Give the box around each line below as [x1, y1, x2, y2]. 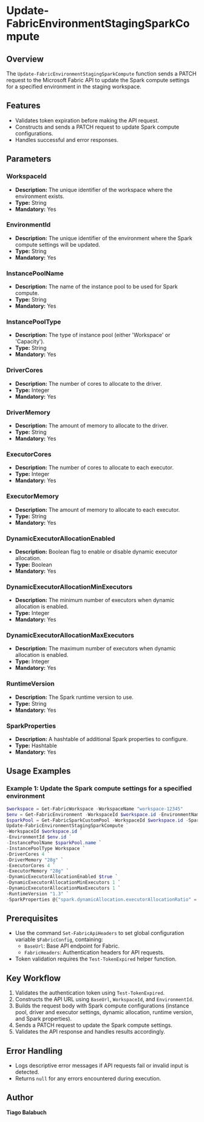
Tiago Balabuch [6, 1109, 47, 1116]
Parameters [6, 154, 52, 165]
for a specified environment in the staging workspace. [6, 83, 141, 90]
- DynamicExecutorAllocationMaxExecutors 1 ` [6, 885, 121, 891]
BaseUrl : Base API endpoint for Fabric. [24, 942, 120, 950]
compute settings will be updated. [15, 241, 100, 248]
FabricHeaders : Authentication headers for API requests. [24, 949, 165, 956]
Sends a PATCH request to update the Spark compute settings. [15, 1021, 173, 1029]
